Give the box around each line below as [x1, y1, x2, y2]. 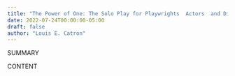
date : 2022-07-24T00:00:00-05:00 [7, 17, 105, 24]
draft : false [7, 23, 45, 30]
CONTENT [7, 62, 38, 70]
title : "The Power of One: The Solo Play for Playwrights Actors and [7, 10, 220, 17]
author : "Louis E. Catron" [7, 29, 86, 37]
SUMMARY [7, 49, 40, 57]
